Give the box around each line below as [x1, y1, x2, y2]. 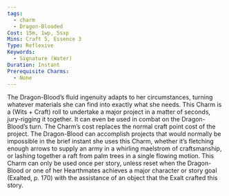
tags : [7, 10, 23, 17]
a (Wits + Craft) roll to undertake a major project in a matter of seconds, [7, 108, 211, 116]
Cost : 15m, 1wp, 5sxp [7, 29, 70, 37]
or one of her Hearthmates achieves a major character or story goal [25, 166, 217, 175]
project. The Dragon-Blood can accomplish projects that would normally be [7, 130, 221, 138]
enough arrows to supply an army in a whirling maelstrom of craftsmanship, [7, 144, 222, 153]
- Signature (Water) [13, 55, 72, 62]
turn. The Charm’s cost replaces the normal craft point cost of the [29, 122, 216, 131]
